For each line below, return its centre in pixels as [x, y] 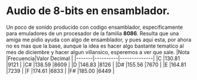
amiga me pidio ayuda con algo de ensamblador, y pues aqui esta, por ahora [99, 39]
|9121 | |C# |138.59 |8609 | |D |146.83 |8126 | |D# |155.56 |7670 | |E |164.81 [96, 64]
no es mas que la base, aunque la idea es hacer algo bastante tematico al [95, 46]
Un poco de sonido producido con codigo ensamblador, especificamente [95, 27]
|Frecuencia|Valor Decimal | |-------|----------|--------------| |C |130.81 [93, 58]
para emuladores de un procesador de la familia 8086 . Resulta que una [93, 33]
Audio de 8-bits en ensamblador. [88, 11]
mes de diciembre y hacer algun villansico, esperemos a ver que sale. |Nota [98, 52]
